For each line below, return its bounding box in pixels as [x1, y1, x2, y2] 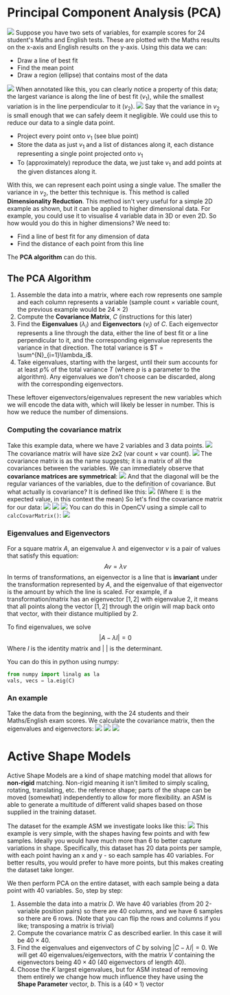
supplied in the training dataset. [7, 808, 97, 816]
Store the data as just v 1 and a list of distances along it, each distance [16, 141, 214, 150]
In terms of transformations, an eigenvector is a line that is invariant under [7, 573, 218, 581]
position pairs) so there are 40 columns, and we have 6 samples [41, 906, 223, 915]
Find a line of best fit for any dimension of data [16, 232, 150, 240]
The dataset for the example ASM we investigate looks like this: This [7, 822, 209, 830]
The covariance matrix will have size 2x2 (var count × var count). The [7, 450, 213, 458]
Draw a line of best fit [16, 56, 78, 65]
